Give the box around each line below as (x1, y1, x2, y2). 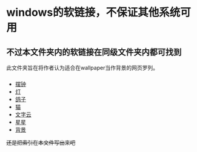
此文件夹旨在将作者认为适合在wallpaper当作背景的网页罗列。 (6, 64, 159, 71)
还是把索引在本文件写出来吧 (6, 139, 76, 146)
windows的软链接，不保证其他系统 (6, 5, 181, 19)
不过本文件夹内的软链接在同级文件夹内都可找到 (6, 47, 182, 57)
